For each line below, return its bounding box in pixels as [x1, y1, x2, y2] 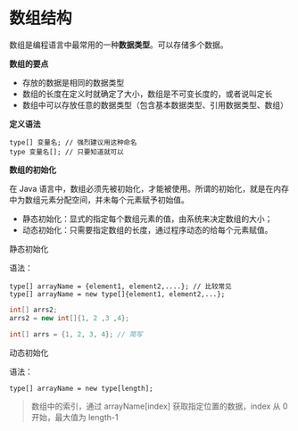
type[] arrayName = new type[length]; [9, 384, 153, 393]
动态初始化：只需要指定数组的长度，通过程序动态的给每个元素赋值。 [21, 224, 273, 235]
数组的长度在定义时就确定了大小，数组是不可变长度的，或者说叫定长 [21, 88, 273, 99]
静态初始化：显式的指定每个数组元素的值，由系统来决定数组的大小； [21, 213, 273, 224]
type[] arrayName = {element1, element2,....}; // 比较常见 [9, 282, 232, 291]
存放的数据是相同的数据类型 [21, 77, 125, 87]
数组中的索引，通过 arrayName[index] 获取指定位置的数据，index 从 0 [30, 401, 288, 411]
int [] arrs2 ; [9, 305, 58, 314]
